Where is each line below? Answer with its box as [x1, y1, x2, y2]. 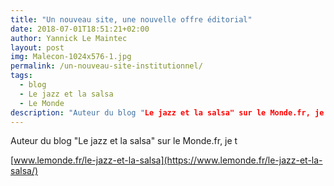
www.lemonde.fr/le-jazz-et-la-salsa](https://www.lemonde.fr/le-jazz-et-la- [13, 154, 323, 166]
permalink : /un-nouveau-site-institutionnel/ [10, 61, 203, 71]
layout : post [10, 42, 65, 53]
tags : [10, 71, 33, 81]
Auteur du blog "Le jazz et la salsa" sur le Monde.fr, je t [10, 135, 238, 147]
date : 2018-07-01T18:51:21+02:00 [10, 24, 150, 34]
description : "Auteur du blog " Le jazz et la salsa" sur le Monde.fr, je [10, 107, 325, 118]
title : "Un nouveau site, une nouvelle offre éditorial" [10, 14, 253, 25]
